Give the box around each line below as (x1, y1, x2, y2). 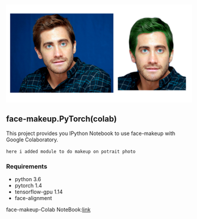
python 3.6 (14, 175, 41, 182)
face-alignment (14, 194, 52, 201)
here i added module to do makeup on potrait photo (6, 149, 136, 154)
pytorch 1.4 (14, 182, 42, 189)
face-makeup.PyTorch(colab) (6, 114, 117, 124)
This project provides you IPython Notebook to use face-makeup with (6, 130, 176, 137)
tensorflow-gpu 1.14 (14, 188, 63, 195)
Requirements (6, 162, 48, 170)
